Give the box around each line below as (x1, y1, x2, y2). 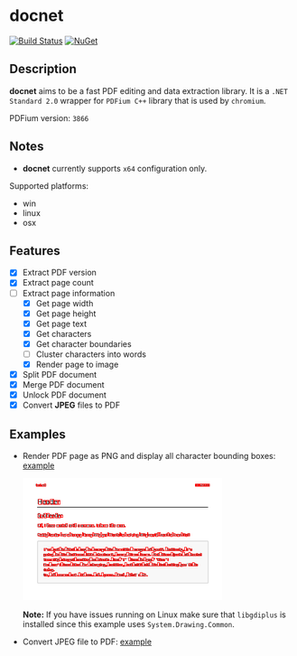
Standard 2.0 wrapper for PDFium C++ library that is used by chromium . (9, 95, 266, 106)
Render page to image (35, 359, 119, 370)
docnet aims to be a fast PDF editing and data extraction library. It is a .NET (9, 85, 289, 96)
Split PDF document (22, 370, 97, 380)
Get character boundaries (35, 338, 133, 349)
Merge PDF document (22, 380, 106, 390)
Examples (9, 426, 66, 442)
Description (9, 61, 77, 77)
